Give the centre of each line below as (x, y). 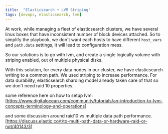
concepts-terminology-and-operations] (46, 106)
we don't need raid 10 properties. (39, 85)
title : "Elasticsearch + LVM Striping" (48, 10)
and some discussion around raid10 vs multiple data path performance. (79, 115)
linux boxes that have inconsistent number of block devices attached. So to (83, 34)
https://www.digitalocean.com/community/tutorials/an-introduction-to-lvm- (85, 100)
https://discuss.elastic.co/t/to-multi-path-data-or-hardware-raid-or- (77, 121)
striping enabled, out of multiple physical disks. (54, 60)
